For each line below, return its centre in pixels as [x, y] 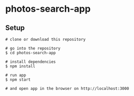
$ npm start [18, 80]
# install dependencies [31, 62]
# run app [16, 75]
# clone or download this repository [46, 39]
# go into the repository [33, 49]
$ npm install [20, 66]
